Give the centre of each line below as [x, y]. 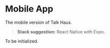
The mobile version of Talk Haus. [39, 22]
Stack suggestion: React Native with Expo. [61, 32]
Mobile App [29, 9]
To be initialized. [22, 41]
